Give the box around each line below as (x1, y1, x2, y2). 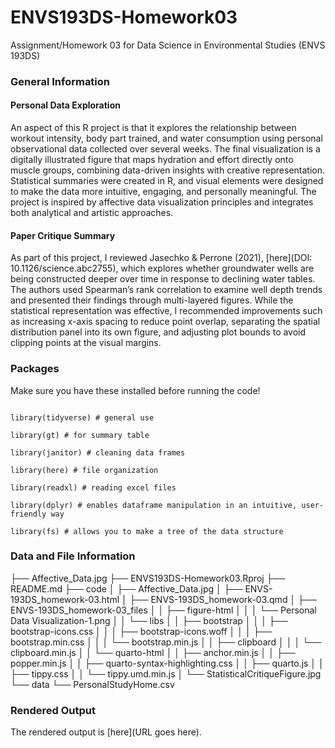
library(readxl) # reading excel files (10, 482, 177, 493)
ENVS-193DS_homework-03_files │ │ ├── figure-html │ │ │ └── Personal (10, 604, 317, 616)
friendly (10, 509, 47, 519)
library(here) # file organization (10, 465, 159, 475)
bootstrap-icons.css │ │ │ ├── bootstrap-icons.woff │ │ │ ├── (10, 625, 273, 637)
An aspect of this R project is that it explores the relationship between (10, 122, 297, 134)
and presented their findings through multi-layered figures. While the (10, 294, 294, 306)
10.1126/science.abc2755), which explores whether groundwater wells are (10, 262, 315, 275)
